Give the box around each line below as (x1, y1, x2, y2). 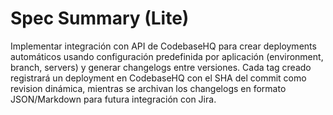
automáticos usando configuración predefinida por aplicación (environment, (10, 50, 324, 62)
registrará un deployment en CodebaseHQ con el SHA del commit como (10, 72, 307, 84)
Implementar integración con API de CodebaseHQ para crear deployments (10, 40, 317, 52)
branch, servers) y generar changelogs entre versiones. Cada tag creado (10, 61, 312, 73)
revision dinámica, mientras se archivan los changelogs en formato (10, 82, 287, 94)
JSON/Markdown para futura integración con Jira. (10, 93, 217, 105)
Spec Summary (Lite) (10, 7, 190, 30)
